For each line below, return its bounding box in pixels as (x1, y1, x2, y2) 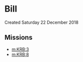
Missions (4, 33, 33, 42)
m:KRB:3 (11, 46, 29, 52)
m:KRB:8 (11, 51, 29, 57)
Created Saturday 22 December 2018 (4, 19, 79, 25)
